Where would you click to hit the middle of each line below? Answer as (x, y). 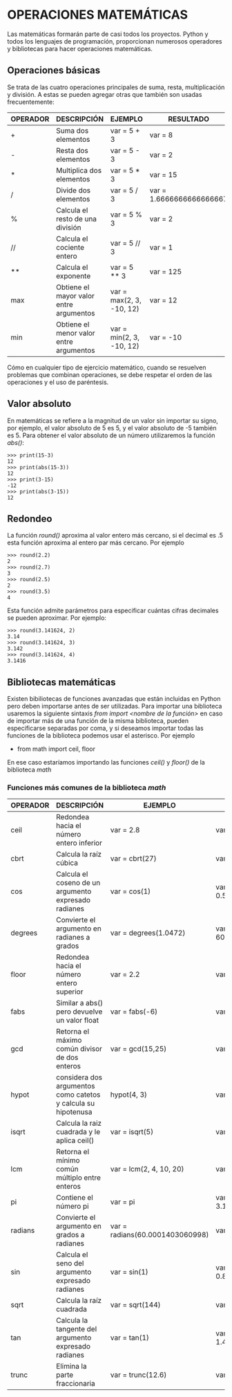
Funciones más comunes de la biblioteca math (87, 787)
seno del (70, 1263)
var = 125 (166, 271)
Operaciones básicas (54, 70)
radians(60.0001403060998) (159, 1235)
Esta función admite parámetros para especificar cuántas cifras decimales (113, 611)
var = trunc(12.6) (138, 1375)
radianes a (73, 938)
